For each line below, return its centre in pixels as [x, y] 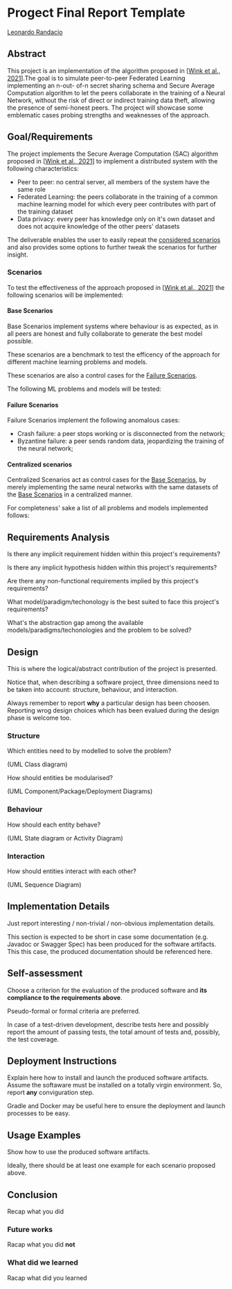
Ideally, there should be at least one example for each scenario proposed [111, 1165]
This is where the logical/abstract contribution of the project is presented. [112, 669]
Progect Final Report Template [96, 13]
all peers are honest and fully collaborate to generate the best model [105, 334]
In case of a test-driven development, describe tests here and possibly [108, 1024]
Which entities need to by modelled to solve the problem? [89, 751]
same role [32, 189]
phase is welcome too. [39, 718]
